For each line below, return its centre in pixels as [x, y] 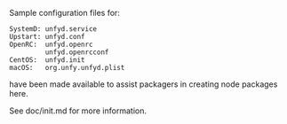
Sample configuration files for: [64, 13]
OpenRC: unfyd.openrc [51, 44]
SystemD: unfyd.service [53, 29]
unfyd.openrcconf [77, 52]
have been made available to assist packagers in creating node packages [143, 84]
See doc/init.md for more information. [78, 111]
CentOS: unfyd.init [48, 60]
